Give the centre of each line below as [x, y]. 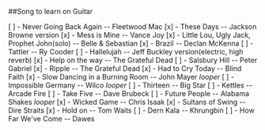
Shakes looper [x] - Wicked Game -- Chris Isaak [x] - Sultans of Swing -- [127, 102]
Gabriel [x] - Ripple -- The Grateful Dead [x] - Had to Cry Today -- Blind [125, 69]
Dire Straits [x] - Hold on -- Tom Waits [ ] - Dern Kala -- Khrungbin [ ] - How [131, 110]
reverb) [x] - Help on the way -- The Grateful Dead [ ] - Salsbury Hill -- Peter [133, 60]
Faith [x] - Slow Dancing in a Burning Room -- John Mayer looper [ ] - [121, 77]
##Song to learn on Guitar [51, 11]
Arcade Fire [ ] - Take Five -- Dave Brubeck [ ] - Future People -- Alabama [129, 93]
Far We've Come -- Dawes [51, 119]
